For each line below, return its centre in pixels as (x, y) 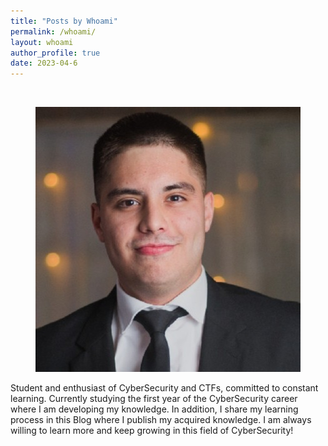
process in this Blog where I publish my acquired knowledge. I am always (161, 420)
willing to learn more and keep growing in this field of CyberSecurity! (152, 431)
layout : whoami (42, 42)
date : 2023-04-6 (44, 63)
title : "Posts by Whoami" (64, 21)
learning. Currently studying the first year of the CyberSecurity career (154, 399)
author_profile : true (55, 53)
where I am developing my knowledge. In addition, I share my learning (154, 409)
